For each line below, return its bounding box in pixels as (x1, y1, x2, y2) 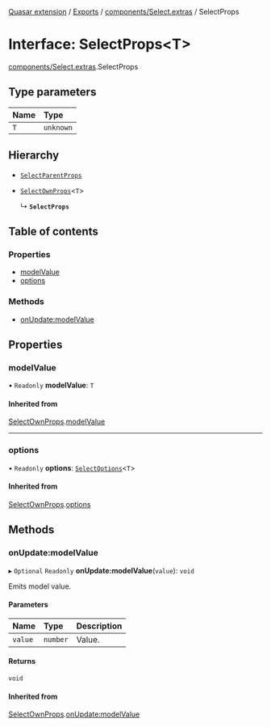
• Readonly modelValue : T (8, 380, 94, 391)
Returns (8, 657, 36, 666)
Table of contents (8, 224, 98, 238)
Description (76, 620, 123, 632)
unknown (43, 123, 73, 132)
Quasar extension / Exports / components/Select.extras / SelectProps (8, 7, 240, 16)
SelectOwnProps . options (8, 499, 91, 509)
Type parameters (8, 85, 97, 99)
